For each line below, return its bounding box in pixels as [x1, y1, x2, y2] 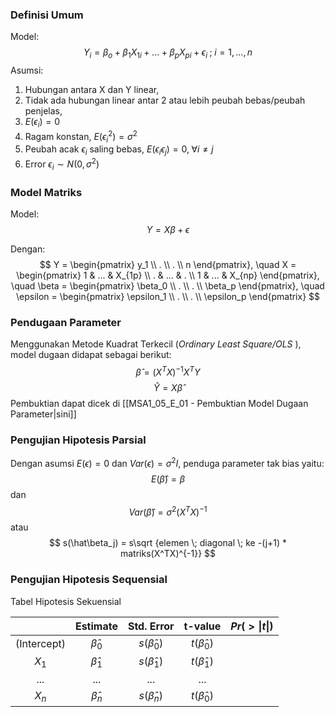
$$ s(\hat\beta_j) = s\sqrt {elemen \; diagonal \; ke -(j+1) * [48, 537, 288, 549]
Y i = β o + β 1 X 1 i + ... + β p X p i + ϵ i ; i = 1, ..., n [83, 46, 253, 61]
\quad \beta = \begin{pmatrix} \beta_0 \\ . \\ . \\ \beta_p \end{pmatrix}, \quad [11, 279, 325, 292]
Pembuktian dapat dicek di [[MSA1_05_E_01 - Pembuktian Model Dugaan [10, 397, 309, 409]
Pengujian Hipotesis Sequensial [10, 573, 168, 587]
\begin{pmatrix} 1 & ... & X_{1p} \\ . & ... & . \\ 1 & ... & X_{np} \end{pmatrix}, [16, 269, 320, 281]
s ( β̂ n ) [138, 689, 163, 705]
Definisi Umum [10, 8, 84, 22]
